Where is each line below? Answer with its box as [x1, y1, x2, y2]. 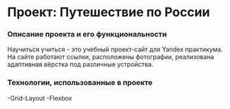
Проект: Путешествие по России [7, 4, 210, 20]
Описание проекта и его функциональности [7, 30, 167, 39]
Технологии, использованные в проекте [7, 78, 153, 88]
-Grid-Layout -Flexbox [7, 94, 72, 102]
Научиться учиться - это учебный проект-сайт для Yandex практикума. [7, 45, 223, 53]
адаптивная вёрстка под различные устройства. [7, 60, 153, 69]
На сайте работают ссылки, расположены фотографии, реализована [7, 53, 215, 61]
